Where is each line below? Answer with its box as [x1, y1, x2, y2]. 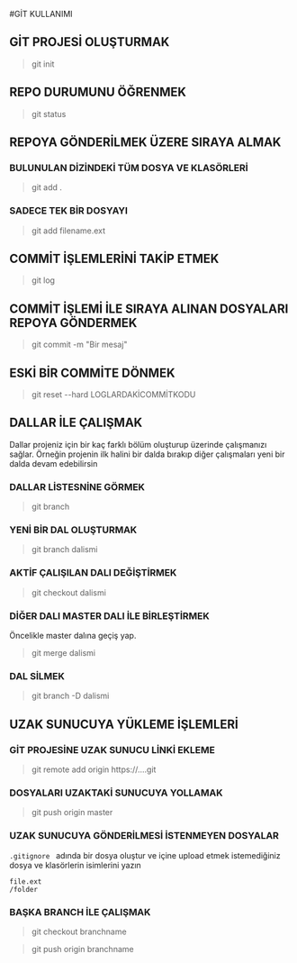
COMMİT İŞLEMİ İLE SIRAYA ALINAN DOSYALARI [9, 301, 289, 316]
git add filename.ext [31, 225, 106, 236]
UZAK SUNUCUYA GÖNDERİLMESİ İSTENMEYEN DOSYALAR [9, 830, 279, 842]
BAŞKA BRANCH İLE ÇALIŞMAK [9, 905, 151, 918]
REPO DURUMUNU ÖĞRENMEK [9, 85, 187, 100]
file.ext [9, 877, 42, 886]
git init [31, 59, 55, 69]
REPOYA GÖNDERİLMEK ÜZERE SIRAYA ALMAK [9, 135, 282, 150]
